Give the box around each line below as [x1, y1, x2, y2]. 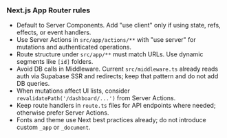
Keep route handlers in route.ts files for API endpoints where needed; [16, 102, 216, 110]
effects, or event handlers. [16, 28, 91, 36]
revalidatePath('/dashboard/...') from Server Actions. [16, 94, 176, 102]
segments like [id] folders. [16, 58, 94, 66]
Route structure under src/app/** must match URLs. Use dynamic [16, 50, 204, 58]
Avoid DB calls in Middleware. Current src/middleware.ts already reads [16, 65, 218, 73]
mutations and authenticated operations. [16, 43, 132, 51]
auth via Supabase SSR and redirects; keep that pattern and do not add [16, 72, 219, 80]
